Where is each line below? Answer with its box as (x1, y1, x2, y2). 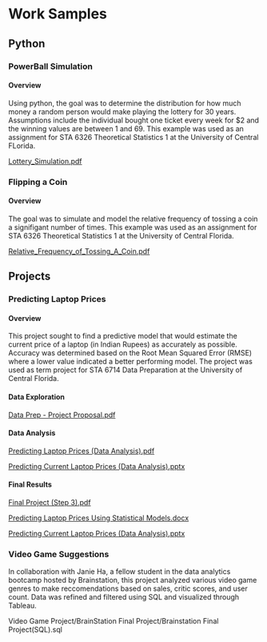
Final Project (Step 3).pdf (8, 497, 91, 507)
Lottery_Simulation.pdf (8, 156, 82, 166)
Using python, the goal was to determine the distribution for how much (8, 98, 241, 108)
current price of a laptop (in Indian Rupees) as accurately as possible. (8, 339, 237, 349)
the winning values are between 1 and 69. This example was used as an (8, 123, 244, 133)
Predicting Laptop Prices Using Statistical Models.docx (8, 513, 189, 523)
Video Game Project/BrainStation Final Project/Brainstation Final (8, 616, 219, 626)
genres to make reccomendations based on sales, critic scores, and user (8, 584, 248, 593)
